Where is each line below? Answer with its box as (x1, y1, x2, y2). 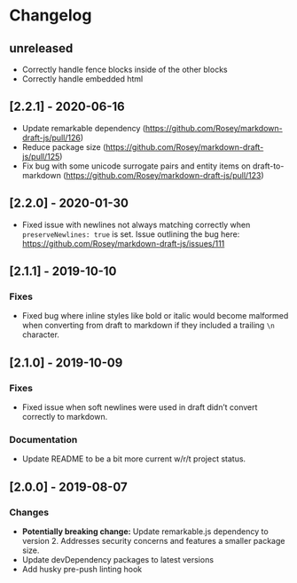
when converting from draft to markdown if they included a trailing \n (21, 320, 275, 331)
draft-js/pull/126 (21, 132, 82, 143)
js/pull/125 (21, 151, 60, 162)
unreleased (9, 41, 74, 56)
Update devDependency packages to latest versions (21, 554, 215, 564)
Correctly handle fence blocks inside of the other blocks (21, 64, 228, 75)
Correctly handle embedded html (21, 74, 144, 84)
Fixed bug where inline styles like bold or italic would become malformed (21, 311, 289, 321)
